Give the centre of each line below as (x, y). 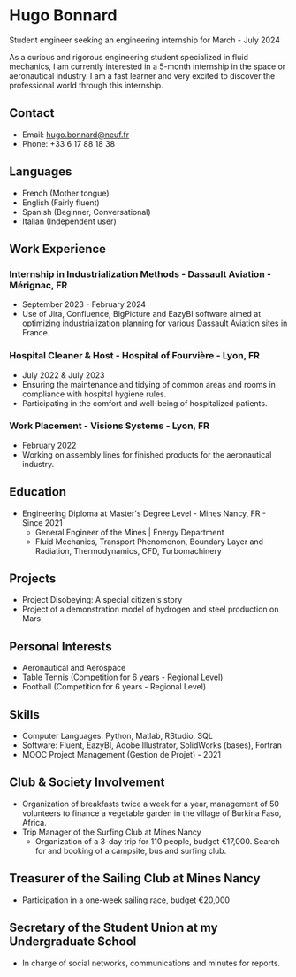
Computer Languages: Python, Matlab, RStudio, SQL (118, 736)
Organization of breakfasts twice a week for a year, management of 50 (151, 804)
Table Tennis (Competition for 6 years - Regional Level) (122, 677)
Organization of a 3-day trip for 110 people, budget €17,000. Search (157, 841)
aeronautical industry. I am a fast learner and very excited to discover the (142, 75)
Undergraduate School (73, 942)
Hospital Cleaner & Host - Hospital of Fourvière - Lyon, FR (135, 356)
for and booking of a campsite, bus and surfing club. (131, 850)
